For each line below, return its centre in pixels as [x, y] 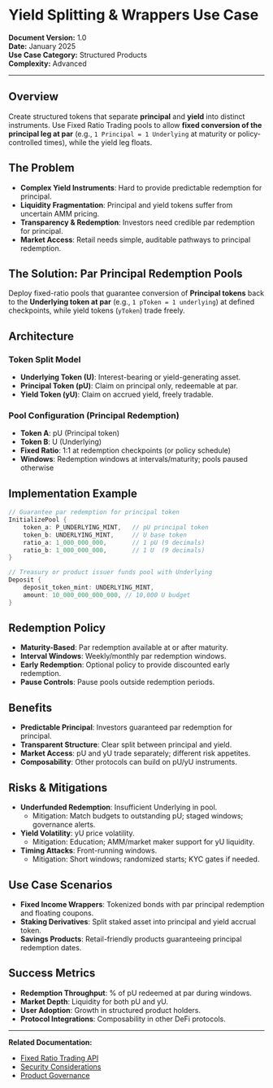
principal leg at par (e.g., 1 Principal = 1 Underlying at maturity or [122, 134]
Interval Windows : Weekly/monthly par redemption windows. [123, 656]
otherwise [37, 468]
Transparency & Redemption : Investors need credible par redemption [137, 222]
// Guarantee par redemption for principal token [94, 512]
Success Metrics [52, 974]
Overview [34, 97]
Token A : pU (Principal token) [70, 433]
